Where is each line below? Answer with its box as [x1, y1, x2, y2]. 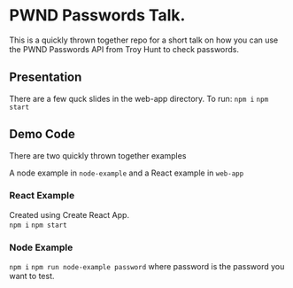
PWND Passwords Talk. [9, 5, 186, 26]
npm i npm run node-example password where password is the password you [9, 261, 285, 272]
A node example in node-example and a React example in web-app [9, 167, 244, 178]
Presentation [9, 70, 82, 85]
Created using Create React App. [9, 209, 130, 220]
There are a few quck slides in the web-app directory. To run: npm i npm [9, 93, 269, 104]
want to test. [9, 271, 55, 282]
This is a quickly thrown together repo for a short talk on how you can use [9, 35, 279, 45]
